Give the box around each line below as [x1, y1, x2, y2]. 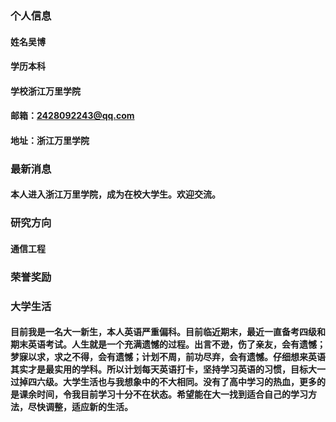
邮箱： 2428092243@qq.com [10, 110, 135, 122]
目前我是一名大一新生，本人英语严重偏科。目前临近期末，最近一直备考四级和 [10, 326, 326, 338]
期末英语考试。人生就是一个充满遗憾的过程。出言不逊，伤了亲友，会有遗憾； [10, 338, 326, 351]
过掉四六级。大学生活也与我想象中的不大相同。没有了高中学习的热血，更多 [10, 376, 317, 388]
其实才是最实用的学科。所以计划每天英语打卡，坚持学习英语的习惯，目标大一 [10, 363, 326, 376]
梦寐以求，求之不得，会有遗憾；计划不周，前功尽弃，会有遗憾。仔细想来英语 [10, 351, 326, 363]
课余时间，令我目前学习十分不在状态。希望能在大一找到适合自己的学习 [18, 388, 308, 401]
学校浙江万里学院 [10, 85, 81, 97]
